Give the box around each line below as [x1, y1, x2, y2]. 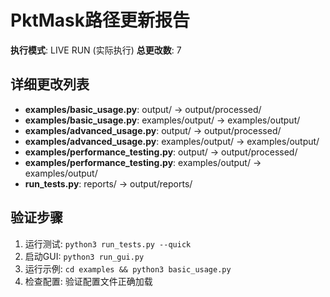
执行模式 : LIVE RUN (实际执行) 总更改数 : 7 [10, 44, 182, 56]
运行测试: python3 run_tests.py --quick [24, 237, 192, 250]
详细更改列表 [10, 76, 90, 93]
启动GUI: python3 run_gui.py [24, 250, 145, 262]
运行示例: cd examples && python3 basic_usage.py [24, 262, 232, 275]
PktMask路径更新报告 [10, 9, 190, 32]
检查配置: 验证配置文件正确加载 [24, 275, 153, 287]
